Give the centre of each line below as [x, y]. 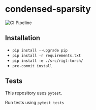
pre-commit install [32, 66]
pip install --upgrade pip [40, 50]
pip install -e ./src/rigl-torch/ [48, 61]
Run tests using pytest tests [35, 102]
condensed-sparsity [48, 9]
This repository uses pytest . [34, 93]
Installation [23, 38]
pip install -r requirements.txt [47, 55]
